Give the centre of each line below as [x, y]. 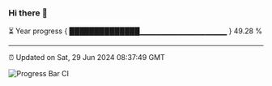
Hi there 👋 [28, 13]
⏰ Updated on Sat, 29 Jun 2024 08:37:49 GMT [87, 58]
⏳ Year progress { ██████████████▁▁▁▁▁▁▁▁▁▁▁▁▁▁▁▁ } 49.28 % [136, 31]
